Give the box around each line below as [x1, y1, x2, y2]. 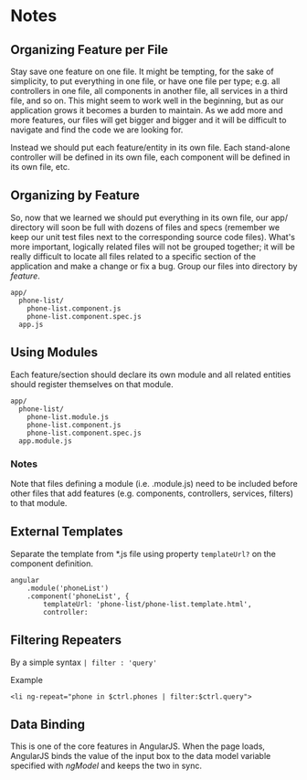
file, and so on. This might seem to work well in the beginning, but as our [10, 95, 284, 106]
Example [10, 674, 44, 685]
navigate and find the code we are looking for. [10, 124, 184, 135]
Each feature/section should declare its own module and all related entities [10, 369, 291, 380]
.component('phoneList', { [26, 591, 130, 601]
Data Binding [10, 716, 86, 732]
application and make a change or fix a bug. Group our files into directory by [10, 260, 298, 271]
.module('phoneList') [26, 584, 109, 593]
